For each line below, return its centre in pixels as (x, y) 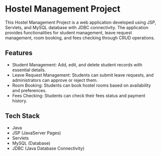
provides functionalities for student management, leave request (69, 32)
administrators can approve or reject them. (55, 80)
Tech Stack (22, 116)
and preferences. (29, 90)
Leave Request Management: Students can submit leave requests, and (83, 75)
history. (20, 101)
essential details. (29, 70)
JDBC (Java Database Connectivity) (48, 148)
